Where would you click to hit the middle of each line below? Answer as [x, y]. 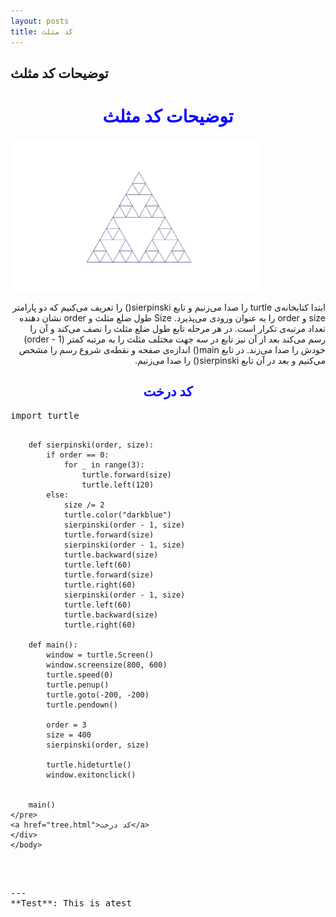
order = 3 [66, 725]
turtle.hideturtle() [89, 765]
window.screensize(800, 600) [107, 665]
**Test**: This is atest [71, 903]
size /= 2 [84, 505]
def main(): [53, 645]
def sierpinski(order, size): [91, 445]
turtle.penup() [78, 685]
